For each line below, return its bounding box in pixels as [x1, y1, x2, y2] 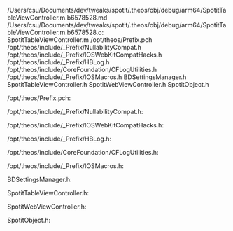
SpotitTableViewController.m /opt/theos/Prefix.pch [7, 36, 153, 44]
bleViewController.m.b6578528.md [7, 13, 108, 22]
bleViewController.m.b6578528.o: [7, 28, 104, 36]
